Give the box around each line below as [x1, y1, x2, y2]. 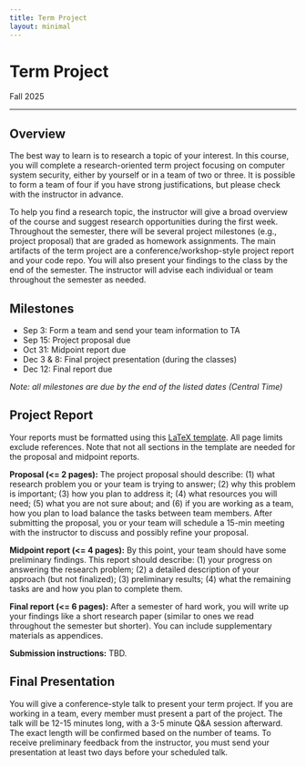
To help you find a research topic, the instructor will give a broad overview [9, 207, 289, 218]
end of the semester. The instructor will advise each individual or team [9, 265, 273, 276]
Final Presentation [9, 674, 116, 690]
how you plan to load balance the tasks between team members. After [9, 507, 273, 518]
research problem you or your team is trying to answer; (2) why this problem [9, 478, 296, 489]
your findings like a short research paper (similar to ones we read [9, 610, 255, 621]
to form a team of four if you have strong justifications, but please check [9, 179, 280, 190]
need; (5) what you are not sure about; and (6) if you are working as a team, [9, 497, 294, 508]
